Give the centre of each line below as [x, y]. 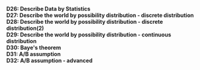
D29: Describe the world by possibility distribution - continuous [89, 35]
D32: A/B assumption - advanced [49, 61]
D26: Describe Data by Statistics [48, 9]
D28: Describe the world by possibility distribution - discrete [85, 22]
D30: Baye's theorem [34, 47]
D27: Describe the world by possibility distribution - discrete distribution [100, 15]
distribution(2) [25, 28]
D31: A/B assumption [34, 54]
